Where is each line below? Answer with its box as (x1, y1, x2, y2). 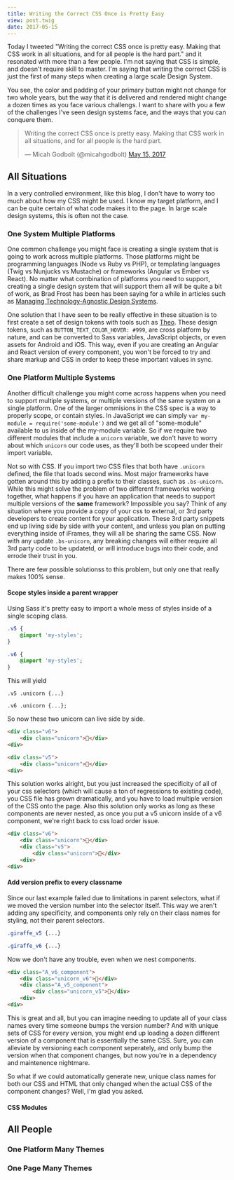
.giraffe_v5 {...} (7, 930, 61, 937)
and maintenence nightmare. (7, 1058, 90, 1066)
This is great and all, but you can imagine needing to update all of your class (7, 1014, 228, 1022)
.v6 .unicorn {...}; (7, 703, 68, 710)
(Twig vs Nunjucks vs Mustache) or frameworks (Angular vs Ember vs (7, 267, 209, 276)
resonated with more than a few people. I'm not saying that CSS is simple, (7, 57, 221, 66)
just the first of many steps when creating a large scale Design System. (7, 72, 213, 81)
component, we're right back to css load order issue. (7, 817, 160, 825)
